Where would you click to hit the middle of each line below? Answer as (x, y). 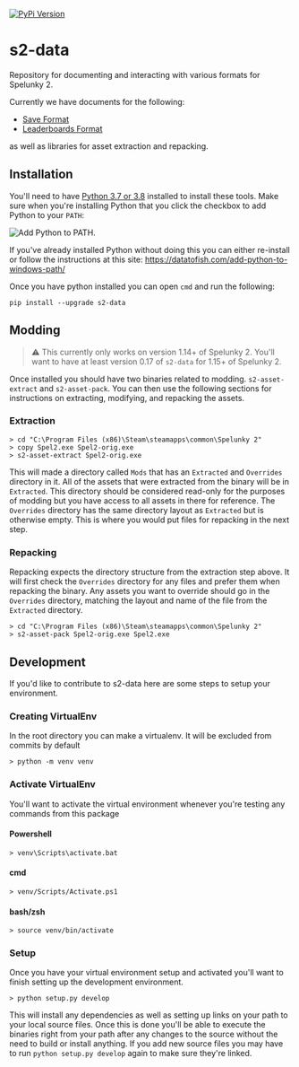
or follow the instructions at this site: (76, 259)
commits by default (45, 746)
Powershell (30, 834)
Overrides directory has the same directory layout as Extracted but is (137, 510)
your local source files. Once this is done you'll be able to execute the (137, 1025)
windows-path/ (37, 268)
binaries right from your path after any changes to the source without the (144, 1034)
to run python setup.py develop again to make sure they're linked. (131, 1054)
